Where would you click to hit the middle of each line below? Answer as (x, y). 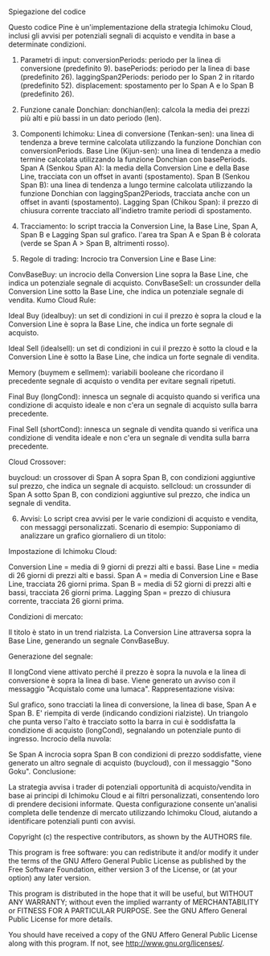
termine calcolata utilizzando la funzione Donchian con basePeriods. (133, 159)
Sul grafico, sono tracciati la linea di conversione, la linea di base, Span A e (133, 704)
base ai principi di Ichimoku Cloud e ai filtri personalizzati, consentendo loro (134, 796)
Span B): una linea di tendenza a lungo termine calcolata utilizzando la (136, 185)
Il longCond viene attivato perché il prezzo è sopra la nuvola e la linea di (127, 672)
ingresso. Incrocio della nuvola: (60, 739)
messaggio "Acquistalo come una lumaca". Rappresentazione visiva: (122, 689)
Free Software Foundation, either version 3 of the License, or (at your (123, 869)
